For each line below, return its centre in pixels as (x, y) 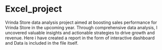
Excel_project (34, 9)
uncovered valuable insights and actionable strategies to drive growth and (80, 33)
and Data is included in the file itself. (42, 43)
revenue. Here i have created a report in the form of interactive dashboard (80, 38)
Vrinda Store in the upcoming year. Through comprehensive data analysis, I (81, 27)
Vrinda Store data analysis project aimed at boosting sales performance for (81, 22)
